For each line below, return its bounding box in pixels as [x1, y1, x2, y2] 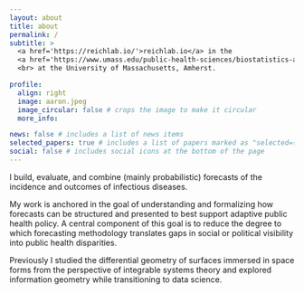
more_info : [17, 114, 59, 123]
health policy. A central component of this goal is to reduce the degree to [9, 218, 282, 229]
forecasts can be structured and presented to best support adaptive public [9, 208, 288, 219]
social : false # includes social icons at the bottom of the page [9, 147, 265, 156]
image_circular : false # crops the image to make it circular [17, 105, 257, 114]
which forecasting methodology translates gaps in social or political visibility [9, 227, 294, 238]
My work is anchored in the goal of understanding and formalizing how [9, 198, 274, 209]
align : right [17, 88, 67, 98]
